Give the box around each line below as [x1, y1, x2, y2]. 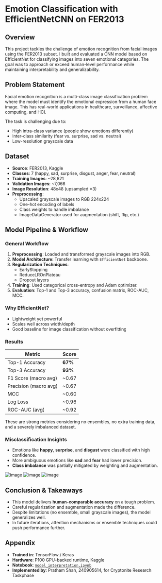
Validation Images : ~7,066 [12, 181, 65, 187]
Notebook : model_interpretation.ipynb [12, 562, 92, 568]
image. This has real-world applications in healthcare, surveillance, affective [5, 103, 158, 110]
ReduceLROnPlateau [19, 272, 61, 278]
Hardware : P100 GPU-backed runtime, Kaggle [12, 557, 105, 563]
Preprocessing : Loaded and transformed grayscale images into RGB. [12, 251, 151, 257]
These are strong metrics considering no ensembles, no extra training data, [5, 419, 156, 425]
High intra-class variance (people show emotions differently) [12, 128, 134, 134]
